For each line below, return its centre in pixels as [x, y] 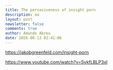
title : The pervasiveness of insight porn [50, 10]
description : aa [22, 15]
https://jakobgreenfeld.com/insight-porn [47, 52]
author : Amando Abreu [28, 33]
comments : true [21, 29]
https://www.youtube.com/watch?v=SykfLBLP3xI [56, 62]
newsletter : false [24, 24]
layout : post [19, 19]
